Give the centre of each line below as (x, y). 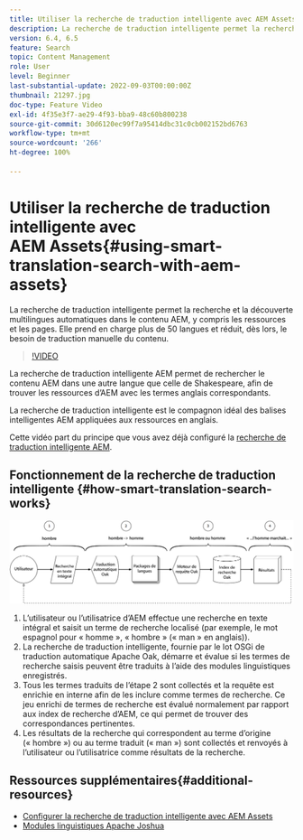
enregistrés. (45, 675)
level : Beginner (40, 77)
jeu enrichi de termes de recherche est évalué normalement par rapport (156, 704)
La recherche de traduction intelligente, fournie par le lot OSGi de (143, 647)
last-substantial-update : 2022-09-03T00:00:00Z (101, 86)
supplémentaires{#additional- (167, 781)
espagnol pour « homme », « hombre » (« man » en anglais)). (136, 637)
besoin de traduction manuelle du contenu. (89, 338)
